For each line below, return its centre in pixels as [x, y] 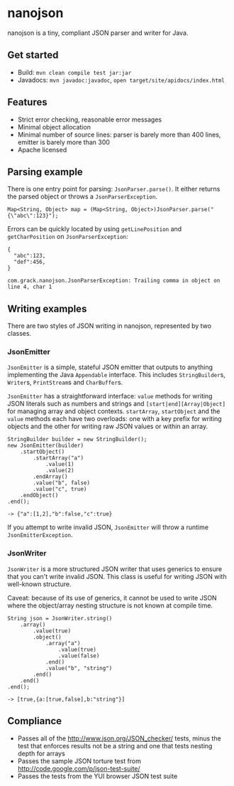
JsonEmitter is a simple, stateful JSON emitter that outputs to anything [110, 367]
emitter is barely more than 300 [63, 142]
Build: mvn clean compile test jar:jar [74, 72]
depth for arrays [41, 753]
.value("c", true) [60, 489]
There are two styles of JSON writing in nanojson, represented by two [109, 326]
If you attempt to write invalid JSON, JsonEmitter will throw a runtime [108, 527]
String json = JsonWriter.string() [60, 618]
